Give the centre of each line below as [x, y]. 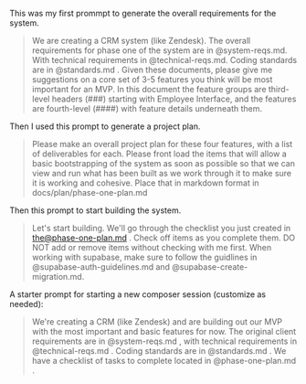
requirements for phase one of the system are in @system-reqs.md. [159, 50]
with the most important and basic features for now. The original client [164, 331]
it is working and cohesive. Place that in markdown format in [145, 183]
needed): [26, 304]
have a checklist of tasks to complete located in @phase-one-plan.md [164, 361]
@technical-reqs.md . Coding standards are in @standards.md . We [159, 351]
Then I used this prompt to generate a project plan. [105, 126]
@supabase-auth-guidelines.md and [101, 267]
